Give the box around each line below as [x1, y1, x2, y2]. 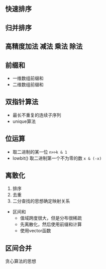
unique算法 [12, 118, 36, 124]
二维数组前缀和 [12, 81, 44, 87]
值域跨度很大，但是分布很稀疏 [20, 215, 82, 221]
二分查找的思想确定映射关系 [12, 198, 70, 204]
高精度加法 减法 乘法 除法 [5, 42, 83, 51]
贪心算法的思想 [5, 258, 36, 264]
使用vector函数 [20, 228, 51, 234]
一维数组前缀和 [12, 75, 44, 81]
